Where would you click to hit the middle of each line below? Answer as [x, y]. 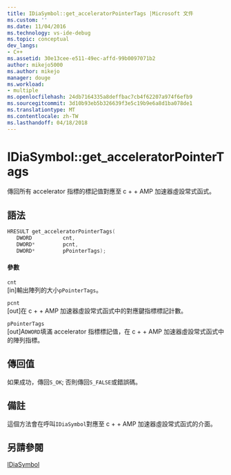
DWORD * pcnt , [47, 244]
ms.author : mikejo [33, 71]
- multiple [23, 90]
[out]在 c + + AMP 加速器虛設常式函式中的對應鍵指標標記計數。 [97, 311]
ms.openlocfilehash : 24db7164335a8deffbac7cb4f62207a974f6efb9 [100, 97]
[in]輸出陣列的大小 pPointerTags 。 [54, 290]
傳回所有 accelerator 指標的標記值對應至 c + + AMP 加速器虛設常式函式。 [111, 191]
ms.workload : [26, 84]
